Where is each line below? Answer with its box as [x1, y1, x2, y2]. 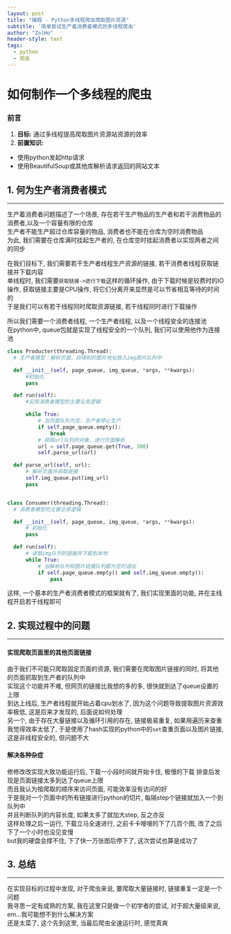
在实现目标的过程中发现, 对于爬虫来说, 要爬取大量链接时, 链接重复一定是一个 [7, 884, 222, 893]
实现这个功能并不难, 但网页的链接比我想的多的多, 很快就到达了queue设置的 [7, 682, 219, 690]
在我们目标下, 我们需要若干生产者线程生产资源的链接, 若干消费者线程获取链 [7, 259, 219, 267]
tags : [7, 42, 23, 49]
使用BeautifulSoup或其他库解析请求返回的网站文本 [16, 162, 160, 170]
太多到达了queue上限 [43, 776, 104, 784]
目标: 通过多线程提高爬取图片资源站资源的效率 [16, 130, 148, 139]
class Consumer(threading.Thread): [7, 499, 109, 507]
